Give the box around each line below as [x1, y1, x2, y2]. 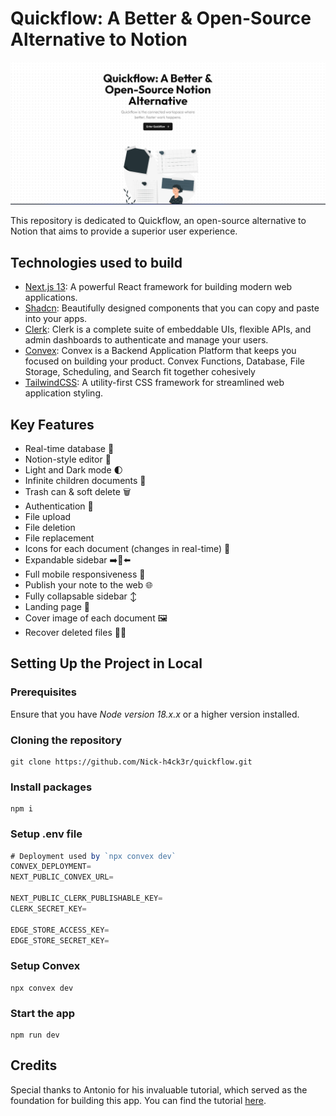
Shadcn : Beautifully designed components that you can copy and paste [24, 302, 320, 314]
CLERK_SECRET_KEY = [10, 903, 87, 914]
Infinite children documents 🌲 [24, 474, 147, 486]
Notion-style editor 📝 [24, 453, 112, 465]
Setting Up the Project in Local [10, 655, 203, 672]
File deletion [24, 521, 76, 533]
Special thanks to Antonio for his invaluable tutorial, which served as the [10, 1083, 308, 1096]
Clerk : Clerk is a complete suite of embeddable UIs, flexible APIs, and [24, 323, 312, 336]
